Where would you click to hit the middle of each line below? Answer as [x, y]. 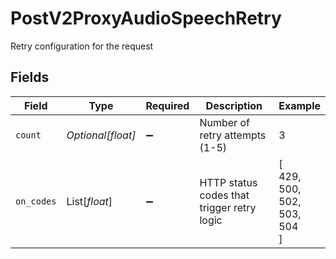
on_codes [36, 201]
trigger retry [228, 207]
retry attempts [233, 135]
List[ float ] [89, 201]
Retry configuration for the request [82, 46]
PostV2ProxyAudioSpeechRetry [146, 18]
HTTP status [228, 182]
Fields [30, 77]
